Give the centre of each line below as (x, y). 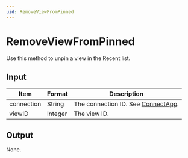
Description (126, 94)
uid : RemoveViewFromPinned (40, 12)
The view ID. (92, 114)
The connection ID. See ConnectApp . (126, 104)
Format (58, 94)
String (56, 104)
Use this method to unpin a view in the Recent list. (68, 58)
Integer (57, 114)
